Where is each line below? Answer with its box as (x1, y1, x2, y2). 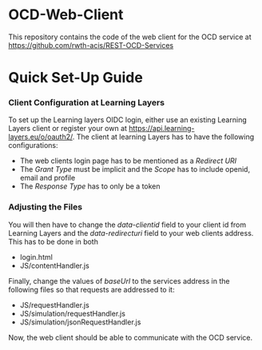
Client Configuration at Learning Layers (8, 97, 165, 109)
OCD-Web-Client (8, 6, 124, 24)
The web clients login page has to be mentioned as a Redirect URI (19, 156, 237, 165)
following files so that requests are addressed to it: (8, 284, 175, 294)
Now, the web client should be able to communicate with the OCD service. (8, 332, 253, 342)
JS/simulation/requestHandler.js (19, 308, 126, 318)
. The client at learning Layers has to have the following (72, 132, 255, 141)
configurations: (8, 141, 58, 150)
